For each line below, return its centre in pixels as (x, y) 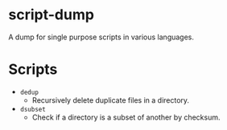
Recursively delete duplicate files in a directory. (111, 100)
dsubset (33, 109)
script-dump (52, 15)
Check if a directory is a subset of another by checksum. (126, 117)
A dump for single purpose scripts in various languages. (101, 37)
